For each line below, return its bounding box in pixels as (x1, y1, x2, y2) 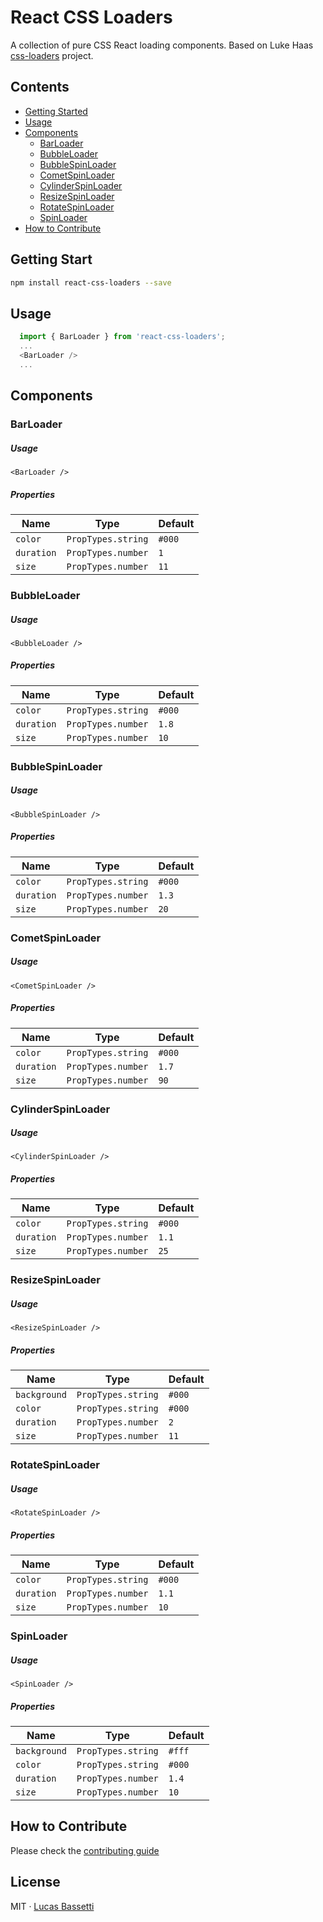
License (10, 1874, 61, 1891)
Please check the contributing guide (10, 1844, 160, 1856)
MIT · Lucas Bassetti (10, 1900, 95, 1912)
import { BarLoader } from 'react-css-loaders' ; (19, 332, 226, 342)
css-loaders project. (10, 49, 94, 61)
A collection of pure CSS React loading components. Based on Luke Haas (10, 39, 314, 51)
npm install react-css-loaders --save (10, 277, 172, 288)
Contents (10, 79, 70, 96)
